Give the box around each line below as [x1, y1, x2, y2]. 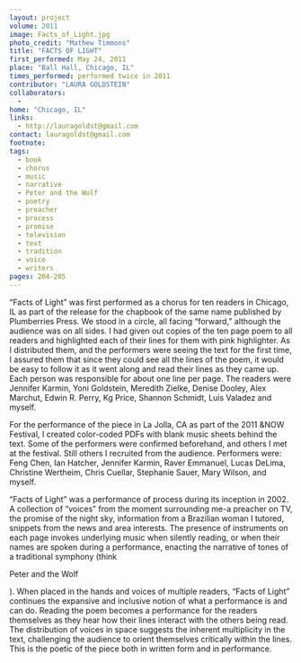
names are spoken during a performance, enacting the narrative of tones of [9, 541, 289, 552]
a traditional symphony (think [9, 551, 118, 561]
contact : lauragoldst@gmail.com [9, 130, 130, 139]
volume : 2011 [9, 22, 58, 31]
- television [17, 230, 66, 239]
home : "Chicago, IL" [9, 105, 87, 114]
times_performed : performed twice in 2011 [9, 72, 171, 81]
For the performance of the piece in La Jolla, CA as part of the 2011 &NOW [9, 419, 285, 429]
